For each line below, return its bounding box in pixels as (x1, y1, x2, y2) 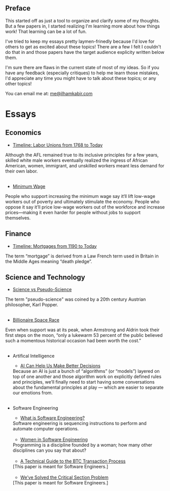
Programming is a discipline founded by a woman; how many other (12, 442, 153, 448)
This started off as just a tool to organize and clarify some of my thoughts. (5, 17, 160, 23)
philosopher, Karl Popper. (5, 302, 58, 308)
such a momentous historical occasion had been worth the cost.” (5, 338, 141, 344)
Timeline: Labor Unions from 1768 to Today (12, 142, 103, 148)
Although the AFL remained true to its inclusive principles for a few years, (5, 152, 159, 158)
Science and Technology (5, 273, 85, 282)
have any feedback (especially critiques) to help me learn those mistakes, (5, 70, 159, 76)
